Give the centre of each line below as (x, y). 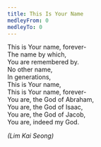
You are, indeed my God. (43, 122)
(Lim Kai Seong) (31, 136)
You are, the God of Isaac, (45, 107)
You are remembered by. (43, 62)
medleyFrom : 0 (28, 20)
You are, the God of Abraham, (50, 100)
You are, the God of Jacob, (47, 114)
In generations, (29, 77)
